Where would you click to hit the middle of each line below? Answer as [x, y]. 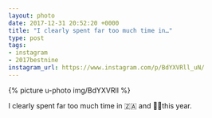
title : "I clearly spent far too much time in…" [90, 30]
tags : [17, 45]
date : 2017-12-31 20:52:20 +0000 [64, 23]
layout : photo [32, 16]
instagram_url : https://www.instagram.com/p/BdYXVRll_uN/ [106, 68]
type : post [26, 38]
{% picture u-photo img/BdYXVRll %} [69, 90]
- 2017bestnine [33, 61]
